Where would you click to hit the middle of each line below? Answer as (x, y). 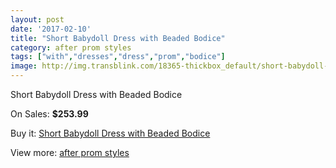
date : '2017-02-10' (51, 29)
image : (24, 66)
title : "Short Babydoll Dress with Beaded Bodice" (118, 38)
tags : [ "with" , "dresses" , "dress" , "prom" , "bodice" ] (118, 57)
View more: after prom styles (70, 152)
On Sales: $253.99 (49, 114)
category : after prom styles (71, 47)
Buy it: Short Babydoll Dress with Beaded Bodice (110, 133)
